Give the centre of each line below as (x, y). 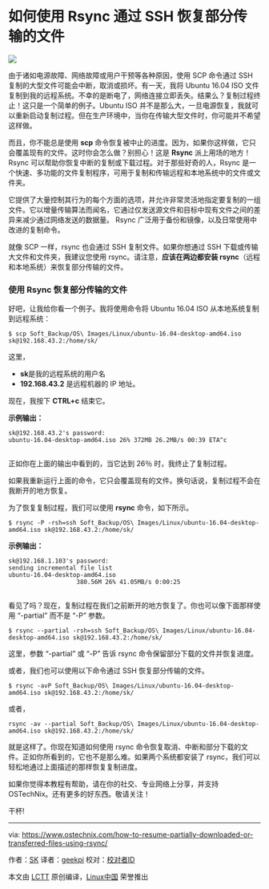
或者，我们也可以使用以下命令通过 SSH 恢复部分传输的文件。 (109, 671)
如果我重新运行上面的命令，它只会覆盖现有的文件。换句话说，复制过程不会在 (134, 481)
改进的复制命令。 (36, 229)
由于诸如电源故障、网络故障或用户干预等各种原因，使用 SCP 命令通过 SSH (131, 75)
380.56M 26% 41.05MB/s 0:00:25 (128, 583)
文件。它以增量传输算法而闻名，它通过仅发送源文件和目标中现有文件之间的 (131, 209)
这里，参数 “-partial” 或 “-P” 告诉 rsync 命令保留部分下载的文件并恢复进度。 (133, 654)
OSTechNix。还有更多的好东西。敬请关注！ (79, 794)
